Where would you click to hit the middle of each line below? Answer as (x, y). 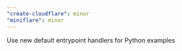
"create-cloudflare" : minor (48, 14)
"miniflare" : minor (35, 20)
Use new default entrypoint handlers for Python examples (91, 40)
